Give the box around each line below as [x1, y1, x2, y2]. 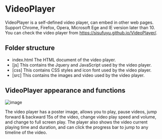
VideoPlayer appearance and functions [5, 87, 126, 95]
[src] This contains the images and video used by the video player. [12, 72, 145, 78]
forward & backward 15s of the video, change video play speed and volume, [5, 114, 157, 120]
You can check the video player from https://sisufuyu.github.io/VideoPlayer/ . [5, 30, 158, 35]
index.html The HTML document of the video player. [12, 57, 116, 63]
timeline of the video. [5, 129, 47, 135]
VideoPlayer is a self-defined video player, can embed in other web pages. [5, 19, 154, 25]
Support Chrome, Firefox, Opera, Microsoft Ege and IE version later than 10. [5, 24, 155, 30]
